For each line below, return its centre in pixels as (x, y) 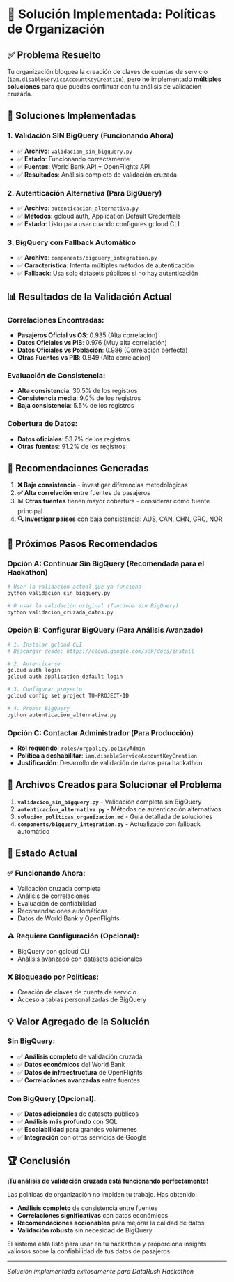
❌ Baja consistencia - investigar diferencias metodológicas (102, 485)
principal (30, 511)
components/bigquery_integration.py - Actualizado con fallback (109, 824)
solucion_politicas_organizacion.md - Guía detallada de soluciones (115, 816)
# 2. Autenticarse (34, 664)
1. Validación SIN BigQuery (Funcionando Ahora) (91, 135)
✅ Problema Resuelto (54, 55)
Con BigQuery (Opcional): (52, 1098)
